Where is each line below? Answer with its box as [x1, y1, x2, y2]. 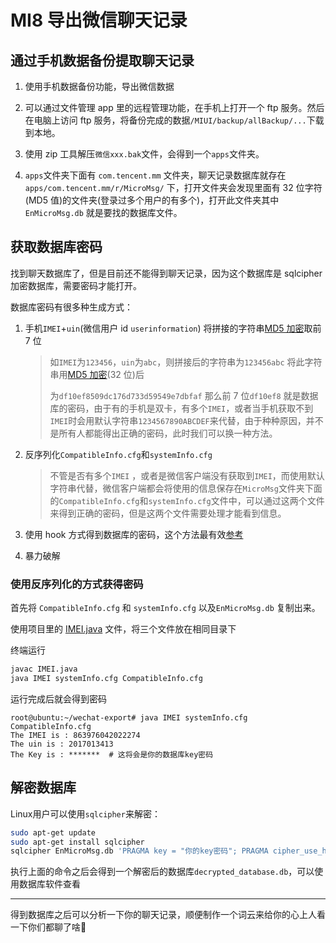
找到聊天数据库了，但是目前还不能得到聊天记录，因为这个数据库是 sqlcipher [10, 267, 323, 279]
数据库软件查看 [18, 878, 81, 890]
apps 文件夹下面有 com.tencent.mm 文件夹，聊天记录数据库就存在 [24, 169, 287, 181]
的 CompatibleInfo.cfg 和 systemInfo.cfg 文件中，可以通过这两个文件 [49, 494, 325, 506]
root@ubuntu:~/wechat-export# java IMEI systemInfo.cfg [10, 712, 248, 723]
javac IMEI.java [10, 664, 78, 675]
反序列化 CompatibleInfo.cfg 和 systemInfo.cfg [24, 448, 213, 460]
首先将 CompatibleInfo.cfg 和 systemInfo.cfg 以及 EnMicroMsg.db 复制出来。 [10, 602, 321, 614]
